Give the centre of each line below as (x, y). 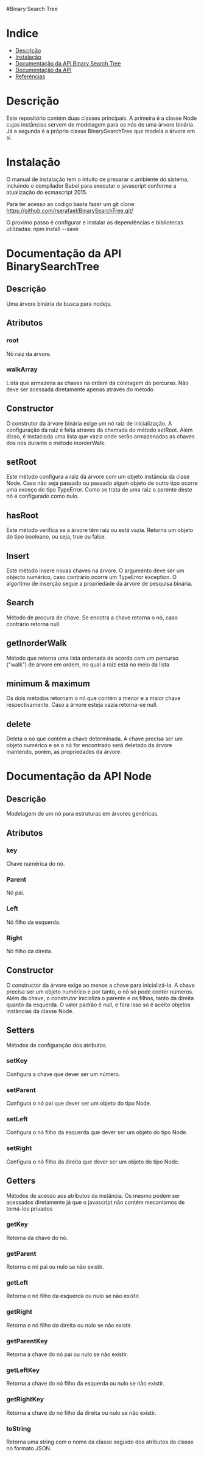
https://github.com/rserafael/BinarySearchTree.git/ (70, 210)
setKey (17, 1061)
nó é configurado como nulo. (43, 496)
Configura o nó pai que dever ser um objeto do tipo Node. (79, 1104)
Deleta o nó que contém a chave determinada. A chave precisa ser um (94, 739)
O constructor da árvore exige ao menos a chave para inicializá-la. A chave (100, 985)
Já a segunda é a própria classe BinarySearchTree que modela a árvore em (101, 131)
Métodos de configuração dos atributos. (57, 1045)
